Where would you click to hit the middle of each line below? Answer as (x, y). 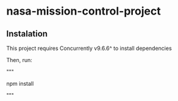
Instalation (27, 34)
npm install (20, 84)
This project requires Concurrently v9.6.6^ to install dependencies (89, 48)
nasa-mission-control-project (84, 11)
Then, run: (19, 60)
